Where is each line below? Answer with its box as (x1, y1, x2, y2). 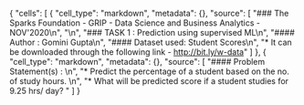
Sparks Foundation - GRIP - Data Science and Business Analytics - (9, 17, 260, 28)
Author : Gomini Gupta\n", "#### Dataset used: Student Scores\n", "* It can (9, 37, 292, 47)
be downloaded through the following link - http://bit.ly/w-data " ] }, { (9, 47, 267, 58)
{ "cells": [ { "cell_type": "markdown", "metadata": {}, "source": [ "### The (9, 8, 289, 18)
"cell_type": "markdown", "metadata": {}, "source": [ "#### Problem (9, 57, 266, 67)
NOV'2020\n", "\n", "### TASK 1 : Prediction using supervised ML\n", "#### (9, 27, 295, 37)
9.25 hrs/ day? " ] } (9, 86, 80, 96)
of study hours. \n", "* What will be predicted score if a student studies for (9, 76, 289, 86)
